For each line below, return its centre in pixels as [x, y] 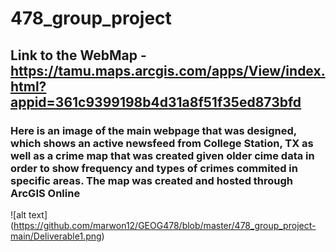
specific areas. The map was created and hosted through [152, 180]
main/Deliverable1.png [56, 236]
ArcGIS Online [45, 193]
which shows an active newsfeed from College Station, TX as [162, 143]
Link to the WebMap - [78, 55]
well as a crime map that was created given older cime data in [162, 155]
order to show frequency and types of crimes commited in [154, 168]
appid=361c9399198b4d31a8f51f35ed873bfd [156, 102]
